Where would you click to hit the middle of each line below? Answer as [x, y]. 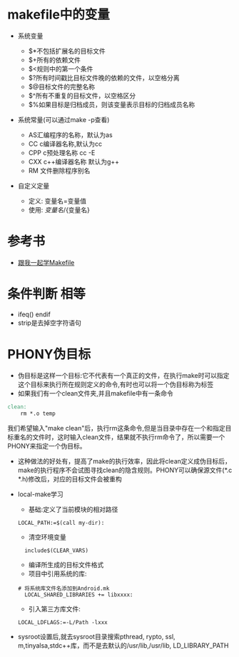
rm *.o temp [38, 413]
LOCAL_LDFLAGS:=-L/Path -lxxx [63, 622]
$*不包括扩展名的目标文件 [67, 51]
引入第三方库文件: [54, 608]
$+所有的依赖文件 [54, 60]
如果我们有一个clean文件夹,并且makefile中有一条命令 [95, 393]
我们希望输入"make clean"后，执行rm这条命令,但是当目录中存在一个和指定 [117, 428]
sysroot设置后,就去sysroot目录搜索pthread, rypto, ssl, [97, 636]
